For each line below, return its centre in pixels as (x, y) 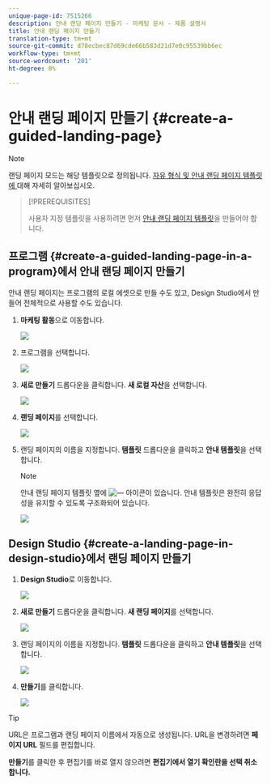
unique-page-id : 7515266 (50, 16)
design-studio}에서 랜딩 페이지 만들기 (100, 558)
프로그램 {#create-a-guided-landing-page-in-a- (130, 256)
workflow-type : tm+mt (45, 53)
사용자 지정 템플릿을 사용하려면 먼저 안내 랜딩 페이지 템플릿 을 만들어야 (138, 218)
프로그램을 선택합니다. (55, 352)
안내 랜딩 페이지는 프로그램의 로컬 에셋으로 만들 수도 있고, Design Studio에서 (130, 292)
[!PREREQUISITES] (59, 201)
